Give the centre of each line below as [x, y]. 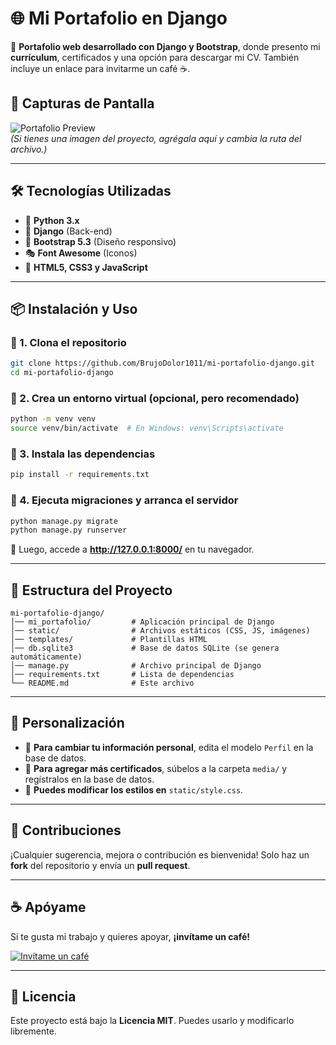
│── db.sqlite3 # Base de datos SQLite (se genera [145, 648]
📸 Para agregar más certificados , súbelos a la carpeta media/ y [156, 768]
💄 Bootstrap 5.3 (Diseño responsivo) [100, 241]
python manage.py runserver [69, 530]
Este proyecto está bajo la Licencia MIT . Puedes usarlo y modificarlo [152, 1021]
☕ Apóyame [48, 907]
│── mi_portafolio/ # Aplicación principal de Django [142, 622]
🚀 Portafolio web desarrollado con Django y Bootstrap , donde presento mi [165, 46]
